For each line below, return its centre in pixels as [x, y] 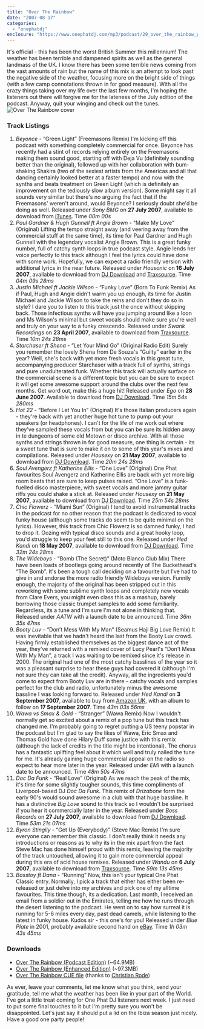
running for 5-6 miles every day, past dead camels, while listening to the [106, 914]
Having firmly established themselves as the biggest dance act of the [102, 642]
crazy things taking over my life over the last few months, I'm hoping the [97, 91]
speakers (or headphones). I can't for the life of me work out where [100, 423]
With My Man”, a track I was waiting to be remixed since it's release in [103, 656]
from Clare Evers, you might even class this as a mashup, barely [96, 597]
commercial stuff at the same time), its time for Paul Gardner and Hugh [104, 236]
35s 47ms [28, 623]
